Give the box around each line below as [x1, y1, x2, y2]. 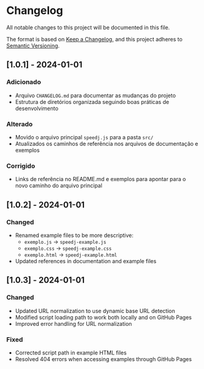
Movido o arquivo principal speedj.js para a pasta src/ [15, 133, 153, 140]
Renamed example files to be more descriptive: [15, 232, 134, 239]
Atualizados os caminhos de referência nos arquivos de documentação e [15, 140, 199, 147]
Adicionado [6, 78, 41, 86]
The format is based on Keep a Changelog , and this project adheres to [6, 35, 183, 43]
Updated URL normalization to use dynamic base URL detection [15, 307, 175, 314]
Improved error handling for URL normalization [15, 320, 132, 327]
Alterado [6, 120, 33, 128]
